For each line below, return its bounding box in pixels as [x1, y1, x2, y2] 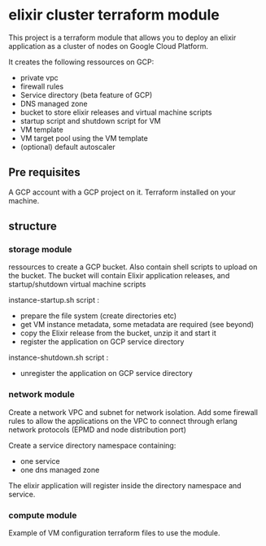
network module [8, 389, 75, 400]
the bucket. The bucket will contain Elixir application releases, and [8, 271, 230, 281]
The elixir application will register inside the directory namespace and [8, 480, 242, 490]
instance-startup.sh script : [8, 295, 100, 305]
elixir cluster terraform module [8, 6, 220, 24]
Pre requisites [8, 165, 81, 180]
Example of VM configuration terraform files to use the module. [8, 528, 220, 538]
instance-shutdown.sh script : [8, 352, 109, 363]
